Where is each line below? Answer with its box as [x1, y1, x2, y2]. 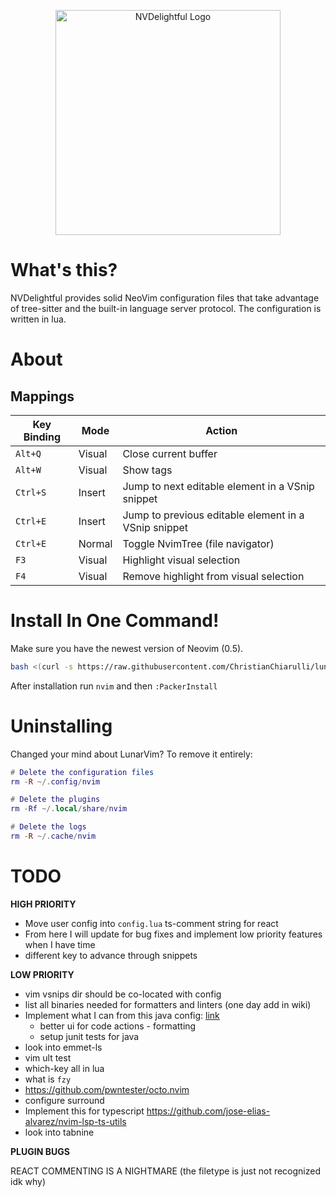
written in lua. [10, 313, 67, 325]
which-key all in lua [24, 1062, 105, 1074]
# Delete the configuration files [10, 767, 155, 777]
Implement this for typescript [24, 1105, 145, 1117]
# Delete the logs [10, 822, 87, 832]
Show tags [122, 463, 173, 477]
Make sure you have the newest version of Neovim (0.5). [10, 642, 244, 654]
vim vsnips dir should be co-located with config [24, 988, 222, 1000]
